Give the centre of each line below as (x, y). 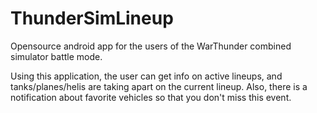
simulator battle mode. (56, 56)
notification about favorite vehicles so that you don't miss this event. (151, 97)
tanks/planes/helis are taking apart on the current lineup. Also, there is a (159, 86)
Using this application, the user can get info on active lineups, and (146, 76)
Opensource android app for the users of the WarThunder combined (151, 46)
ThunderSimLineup (92, 18)
